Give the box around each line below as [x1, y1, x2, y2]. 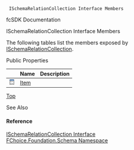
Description [39, 70, 70, 77]
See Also [6, 104, 29, 111]
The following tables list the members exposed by [6, 39, 129, 46]
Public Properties [6, 57, 49, 64]
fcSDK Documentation [6, 16, 61, 23]
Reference [6, 117, 33, 125]
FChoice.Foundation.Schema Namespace [6, 137, 108, 144]
